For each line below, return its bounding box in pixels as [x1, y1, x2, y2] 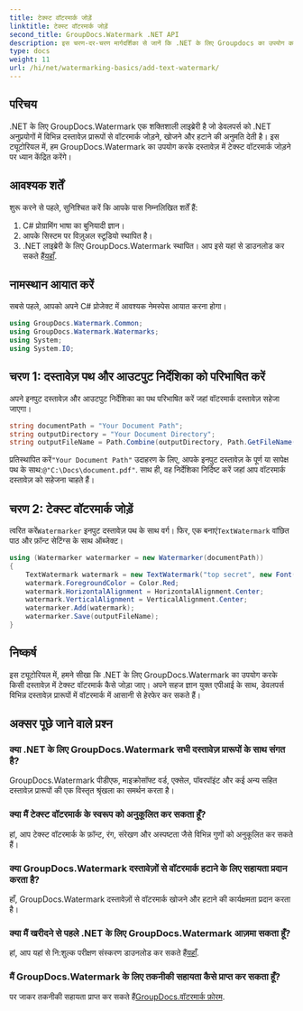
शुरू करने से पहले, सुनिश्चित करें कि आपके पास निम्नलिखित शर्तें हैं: [9, 202, 198, 213]
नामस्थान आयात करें [9, 277, 95, 292]
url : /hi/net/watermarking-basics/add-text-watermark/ [9, 64, 220, 73]
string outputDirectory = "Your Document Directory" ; [9, 429, 216, 438]
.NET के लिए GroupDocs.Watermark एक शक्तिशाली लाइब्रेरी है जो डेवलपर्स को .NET [9, 121, 272, 132]
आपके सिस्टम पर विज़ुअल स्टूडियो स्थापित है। [22, 230, 153, 241]
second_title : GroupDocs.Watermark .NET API [9, 30, 179, 39]
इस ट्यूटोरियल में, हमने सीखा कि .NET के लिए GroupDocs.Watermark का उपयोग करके [9, 669, 278, 680]
